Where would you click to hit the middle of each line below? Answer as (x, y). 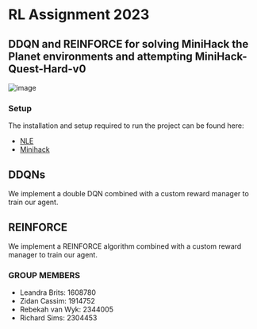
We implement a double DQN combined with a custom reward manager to (129, 194)
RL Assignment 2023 (79, 15)
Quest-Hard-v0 (47, 69)
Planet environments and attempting (100, 56)
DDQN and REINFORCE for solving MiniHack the (128, 44)
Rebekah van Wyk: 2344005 (66, 310)
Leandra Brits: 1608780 (58, 292)
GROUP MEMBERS (44, 275)
